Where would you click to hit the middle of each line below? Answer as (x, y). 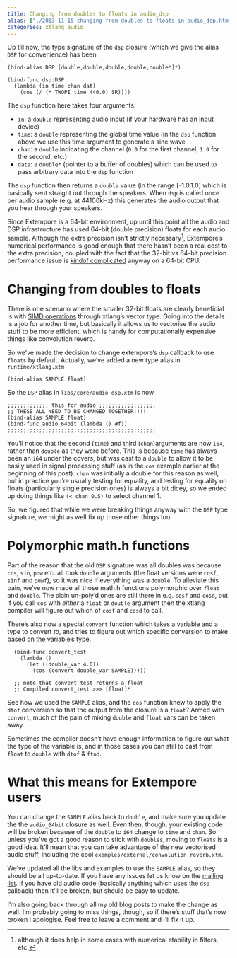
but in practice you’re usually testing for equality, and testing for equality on (117, 480)
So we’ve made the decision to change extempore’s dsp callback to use (111, 352)
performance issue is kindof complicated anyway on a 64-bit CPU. (104, 261)
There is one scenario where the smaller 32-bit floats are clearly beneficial (116, 308)
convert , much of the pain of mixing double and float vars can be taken (111, 717)
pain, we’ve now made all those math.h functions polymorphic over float (114, 587)
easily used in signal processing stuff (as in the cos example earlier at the (114, 466)
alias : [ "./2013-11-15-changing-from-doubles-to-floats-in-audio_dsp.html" (121, 21)
